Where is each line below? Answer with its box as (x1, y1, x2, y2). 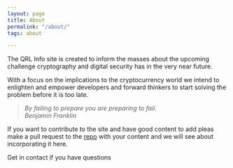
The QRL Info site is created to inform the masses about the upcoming (7, 55, 210, 63)
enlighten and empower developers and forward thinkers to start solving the (7, 83, 227, 91)
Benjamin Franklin (24, 112, 77, 120)
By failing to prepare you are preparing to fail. (24, 104, 157, 112)
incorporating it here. (7, 140, 68, 148)
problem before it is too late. (7, 91, 89, 99)
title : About (7, 17, 45, 24)
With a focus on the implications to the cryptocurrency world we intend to (7, 76, 220, 84)
